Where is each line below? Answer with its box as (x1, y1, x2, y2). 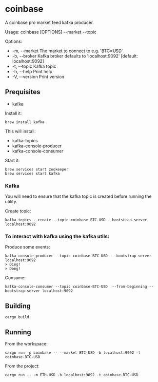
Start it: (5, 157, 20, 163)
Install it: (5, 110, 22, 116)
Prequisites (5, 88, 40, 96)
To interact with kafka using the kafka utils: (5, 233, 110, 240)
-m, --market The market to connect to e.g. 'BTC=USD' (12, 48, 123, 54)
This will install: (5, 128, 36, 134)
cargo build (5, 315, 29, 320)
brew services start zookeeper (5, 167, 69, 172)
